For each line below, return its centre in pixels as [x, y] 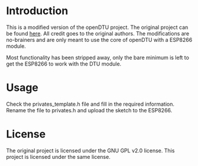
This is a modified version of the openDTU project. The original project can [97, 27]
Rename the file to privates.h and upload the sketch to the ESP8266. [89, 110]
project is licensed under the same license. [58, 157]
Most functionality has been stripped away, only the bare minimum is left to [98, 57]
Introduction [37, 11]
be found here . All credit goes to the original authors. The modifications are [98, 33]
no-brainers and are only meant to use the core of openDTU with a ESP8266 [99, 40]
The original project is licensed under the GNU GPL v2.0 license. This [90, 150]
